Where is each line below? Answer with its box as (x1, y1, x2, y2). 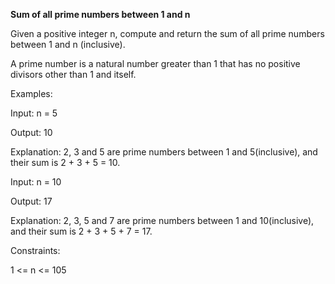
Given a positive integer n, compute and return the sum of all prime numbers (10, 28, 325, 39)
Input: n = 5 (10, 107, 58, 119)
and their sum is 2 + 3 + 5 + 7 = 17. (10, 225, 153, 237)
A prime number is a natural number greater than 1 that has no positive (10, 58, 301, 69)
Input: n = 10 (10, 176, 62, 188)
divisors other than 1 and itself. (10, 69, 137, 80)
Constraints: (10, 245, 61, 256)
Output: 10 (10, 127, 53, 138)
